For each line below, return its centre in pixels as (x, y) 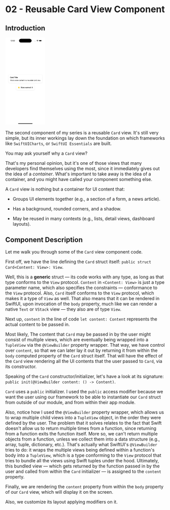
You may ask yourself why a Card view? (46, 153)
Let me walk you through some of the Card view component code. (74, 252)
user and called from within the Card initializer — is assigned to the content (83, 471)
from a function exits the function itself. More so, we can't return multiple (82, 434)
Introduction (25, 28)
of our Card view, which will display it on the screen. (59, 492)
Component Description (44, 240)
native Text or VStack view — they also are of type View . (63, 309)
